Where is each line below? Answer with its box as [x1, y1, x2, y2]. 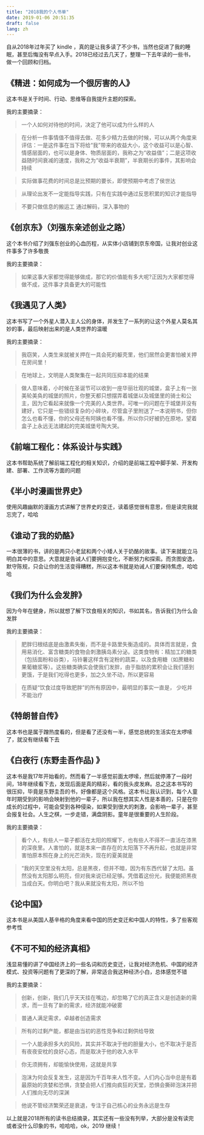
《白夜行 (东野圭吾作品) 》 [6, 755, 104, 766]
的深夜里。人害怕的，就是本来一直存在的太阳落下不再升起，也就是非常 [21, 844, 197, 851]
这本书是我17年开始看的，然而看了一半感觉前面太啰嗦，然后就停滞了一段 [6, 772, 187, 780]
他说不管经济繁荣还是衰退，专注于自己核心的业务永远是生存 [21, 1102, 171, 1109]
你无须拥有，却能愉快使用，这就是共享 [21, 1061, 117, 1068]
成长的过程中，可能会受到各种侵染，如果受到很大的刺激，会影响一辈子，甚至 [6, 803, 198, 810]
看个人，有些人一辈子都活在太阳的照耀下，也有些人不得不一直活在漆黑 [21, 836, 197, 844]
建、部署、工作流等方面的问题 [6, 466, 81, 474]
